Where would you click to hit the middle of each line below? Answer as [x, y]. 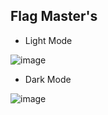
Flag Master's [54, 16]
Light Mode [48, 40]
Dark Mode [48, 79]
